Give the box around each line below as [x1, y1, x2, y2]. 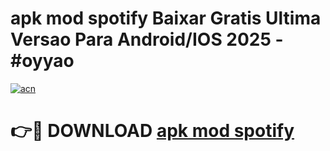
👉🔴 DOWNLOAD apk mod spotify [10, 120, 295, 142]
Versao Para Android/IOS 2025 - [10, 28, 284, 51]
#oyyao [10, 50, 75, 72]
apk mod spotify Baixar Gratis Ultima [10, 7, 322, 30]
